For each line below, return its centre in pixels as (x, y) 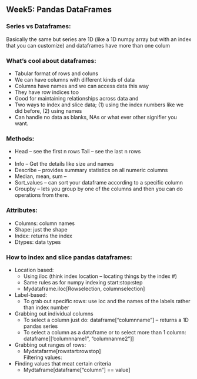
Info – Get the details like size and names (64, 164)
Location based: (34, 270)
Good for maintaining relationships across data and (76, 98)
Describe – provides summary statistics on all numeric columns (91, 170)
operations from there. (42, 195)
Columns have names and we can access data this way (81, 86)
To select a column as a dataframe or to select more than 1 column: (105, 332)
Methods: (20, 139)
